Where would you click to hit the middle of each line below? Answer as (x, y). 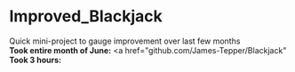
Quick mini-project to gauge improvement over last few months (125, 41)
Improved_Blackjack (86, 16)
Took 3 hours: (36, 60)
